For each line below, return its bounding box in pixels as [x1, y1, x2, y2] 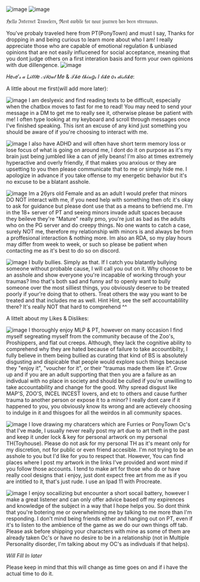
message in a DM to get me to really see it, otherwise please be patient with [6, 110, 193, 116]
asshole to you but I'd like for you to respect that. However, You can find [6, 453, 184, 459]
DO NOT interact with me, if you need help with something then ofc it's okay [6, 196, 193, 203]
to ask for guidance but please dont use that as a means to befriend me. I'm [6, 202, 193, 210]
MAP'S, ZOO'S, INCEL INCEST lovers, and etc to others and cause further [6, 390, 187, 397]
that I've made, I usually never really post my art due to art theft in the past [6, 427, 190, 434]
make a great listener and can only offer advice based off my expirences [6, 496, 185, 503]
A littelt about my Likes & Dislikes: [6, 315, 89, 322]
